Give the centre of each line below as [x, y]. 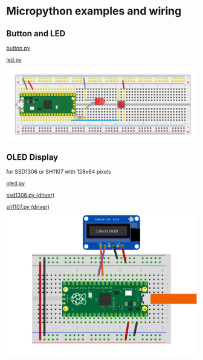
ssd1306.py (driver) [31, 195]
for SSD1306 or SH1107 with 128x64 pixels [59, 172]
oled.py [16, 183]
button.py [18, 48]
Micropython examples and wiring [94, 11]
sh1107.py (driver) [28, 207]
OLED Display [32, 157]
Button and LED [36, 34]
